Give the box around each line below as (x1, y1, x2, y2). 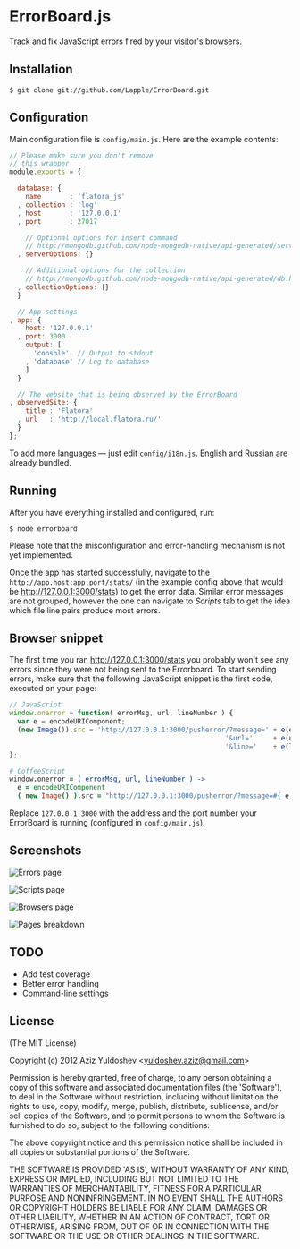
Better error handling (21, 978, 100, 988)
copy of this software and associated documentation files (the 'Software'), (9, 1082, 283, 1092)
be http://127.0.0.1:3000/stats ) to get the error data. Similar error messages (9, 586, 284, 596)
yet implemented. (9, 549, 73, 560)
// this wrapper (9, 159, 70, 168)
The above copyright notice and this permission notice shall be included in (9, 1137, 283, 1148)
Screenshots (9, 843, 82, 859)
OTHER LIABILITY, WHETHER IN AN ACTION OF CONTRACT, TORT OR (9, 1211, 270, 1222)
